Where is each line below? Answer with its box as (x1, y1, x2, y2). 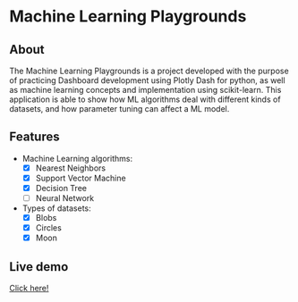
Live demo (9, 259, 69, 274)
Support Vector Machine (35, 172, 127, 183)
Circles (35, 222, 63, 233)
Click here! (9, 283, 49, 294)
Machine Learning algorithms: (21, 153, 132, 164)
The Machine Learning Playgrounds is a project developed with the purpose (9, 65, 289, 76)
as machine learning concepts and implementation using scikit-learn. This (9, 85, 282, 95)
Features (9, 130, 60, 145)
